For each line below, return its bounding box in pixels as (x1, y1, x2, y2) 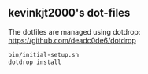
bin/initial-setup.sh (8, 50, 80, 58)
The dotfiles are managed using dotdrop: (8, 27, 141, 36)
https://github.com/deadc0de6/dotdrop (8, 35, 136, 45)
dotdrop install (8, 58, 61, 66)
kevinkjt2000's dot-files (8, 6, 131, 20)
